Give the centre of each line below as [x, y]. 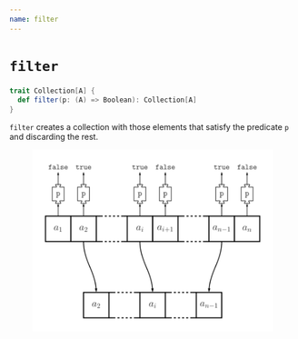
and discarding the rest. [54, 137]
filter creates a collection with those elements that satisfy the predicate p [149, 127]
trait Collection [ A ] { [52, 91]
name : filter [34, 19]
